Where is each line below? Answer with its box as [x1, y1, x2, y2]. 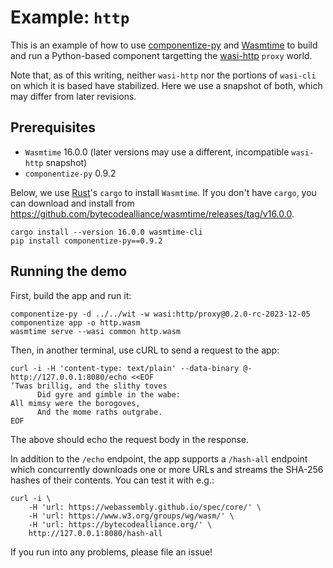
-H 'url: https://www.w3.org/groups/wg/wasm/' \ [28, 511, 235, 521]
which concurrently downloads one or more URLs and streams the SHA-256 [10, 463, 324, 475]
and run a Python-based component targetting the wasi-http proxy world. [10, 49, 313, 61]
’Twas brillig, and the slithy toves [10, 381, 168, 391]
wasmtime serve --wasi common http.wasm [10, 326, 182, 336]
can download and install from [10, 197, 135, 209]
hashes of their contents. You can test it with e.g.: [10, 474, 215, 486]
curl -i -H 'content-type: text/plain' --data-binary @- [10, 363, 253, 373]
